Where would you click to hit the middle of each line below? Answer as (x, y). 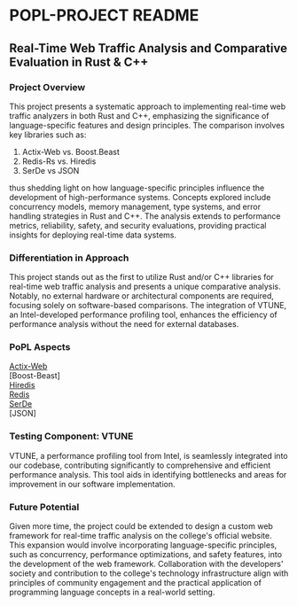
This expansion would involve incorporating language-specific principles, (143, 545)
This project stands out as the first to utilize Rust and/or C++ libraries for (142, 277)
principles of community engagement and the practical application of (135, 583)
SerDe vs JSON (51, 170)
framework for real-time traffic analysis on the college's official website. (141, 536)
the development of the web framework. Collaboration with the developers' (146, 564)
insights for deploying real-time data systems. (93, 235)
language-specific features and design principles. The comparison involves (147, 125)
